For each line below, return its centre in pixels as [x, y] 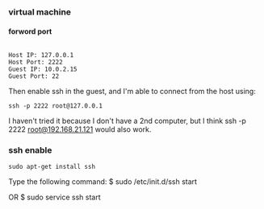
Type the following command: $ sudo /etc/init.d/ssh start [103, 182]
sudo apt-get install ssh [52, 167]
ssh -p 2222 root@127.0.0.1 [56, 106]
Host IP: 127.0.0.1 [41, 55]
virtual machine [40, 12]
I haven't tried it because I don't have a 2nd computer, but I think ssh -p [127, 121]
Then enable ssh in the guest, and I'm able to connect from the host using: [132, 92]
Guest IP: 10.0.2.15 [43, 70]
